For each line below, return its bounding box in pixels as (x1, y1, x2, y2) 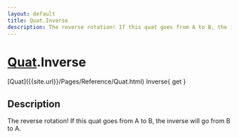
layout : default (7, 10, 55, 18)
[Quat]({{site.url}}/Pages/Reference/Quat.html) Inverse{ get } (7, 77, 186, 86)
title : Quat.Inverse (7, 17, 69, 24)
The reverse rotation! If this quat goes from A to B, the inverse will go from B (7, 117, 231, 125)
